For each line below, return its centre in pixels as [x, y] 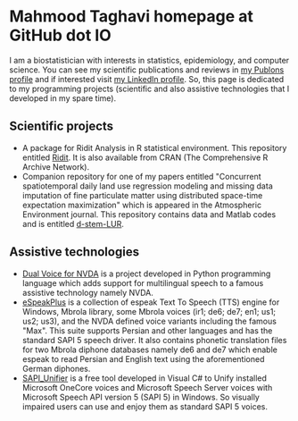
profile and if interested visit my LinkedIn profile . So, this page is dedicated [147, 79]
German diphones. [56, 368]
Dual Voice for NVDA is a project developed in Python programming [146, 274]
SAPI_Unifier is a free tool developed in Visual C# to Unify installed [145, 378]
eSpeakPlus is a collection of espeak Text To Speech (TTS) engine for [151, 302]
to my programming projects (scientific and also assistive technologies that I [149, 88]
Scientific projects [62, 126]
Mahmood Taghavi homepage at [132, 17]
